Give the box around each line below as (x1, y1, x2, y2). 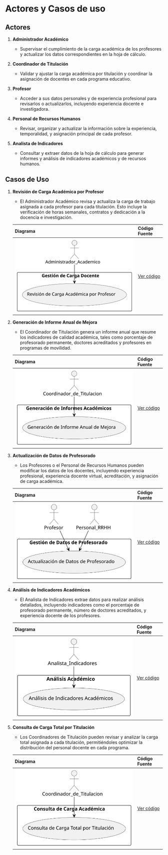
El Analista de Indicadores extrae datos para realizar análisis (19, 597, 144, 603)
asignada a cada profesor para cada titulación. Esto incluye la (19, 203, 147, 209)
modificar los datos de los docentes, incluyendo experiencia (19, 468, 144, 474)
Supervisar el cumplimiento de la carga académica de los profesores (19, 46, 161, 52)
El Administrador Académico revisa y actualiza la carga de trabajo (19, 198, 155, 204)
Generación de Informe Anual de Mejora (12, 319, 97, 326)
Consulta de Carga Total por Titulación (12, 724, 95, 730)
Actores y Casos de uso (5, 3, 106, 15)
